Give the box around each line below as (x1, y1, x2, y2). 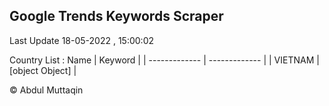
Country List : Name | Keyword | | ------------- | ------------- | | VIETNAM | (9, 54, 320, 66)
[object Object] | (9, 64, 77, 76)
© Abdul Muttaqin (9, 84, 84, 96)
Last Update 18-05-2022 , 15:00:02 (9, 34, 155, 46)
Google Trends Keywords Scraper (9, 8, 224, 25)
